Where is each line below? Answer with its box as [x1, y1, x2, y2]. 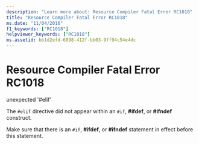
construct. [6, 114, 32, 121]
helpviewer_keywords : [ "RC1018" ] [6, 31, 90, 38]
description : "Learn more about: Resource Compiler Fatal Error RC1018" [6, 8, 193, 15]
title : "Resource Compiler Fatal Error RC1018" [6, 15, 128, 21]
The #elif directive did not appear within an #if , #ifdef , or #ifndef [6, 107, 172, 115]
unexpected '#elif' [6, 96, 52, 103]
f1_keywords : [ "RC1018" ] [6, 25, 69, 32]
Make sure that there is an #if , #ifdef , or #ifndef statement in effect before [6, 125, 194, 133]
